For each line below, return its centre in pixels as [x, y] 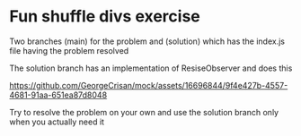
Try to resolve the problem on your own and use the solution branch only [144, 112]
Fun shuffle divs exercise [105, 17]
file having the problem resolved [69, 50]
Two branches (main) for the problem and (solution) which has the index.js [147, 41]
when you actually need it [57, 122]
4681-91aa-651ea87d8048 [58, 95]
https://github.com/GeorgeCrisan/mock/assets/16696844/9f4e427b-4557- [149, 85]
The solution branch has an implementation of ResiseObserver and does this [151, 68]
